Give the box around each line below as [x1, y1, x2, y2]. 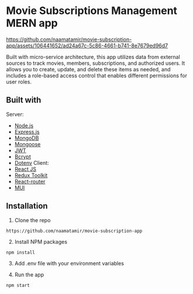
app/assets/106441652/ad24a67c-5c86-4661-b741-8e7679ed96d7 [6, 42, 168, 49]
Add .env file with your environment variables [14, 260, 125, 267]
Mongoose [14, 140, 41, 147]
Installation [6, 201, 48, 211]
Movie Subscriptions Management [6, 4, 177, 18]
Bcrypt [14, 153, 31, 160]
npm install [6, 250, 35, 255]
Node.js [14, 122, 34, 129]
